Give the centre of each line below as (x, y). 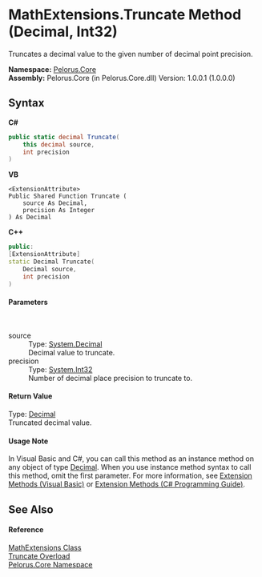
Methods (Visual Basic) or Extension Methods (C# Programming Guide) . (127, 484)
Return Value (30, 396)
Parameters (28, 303)
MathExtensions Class (45, 547)
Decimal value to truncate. (72, 352)
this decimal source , (58, 144)
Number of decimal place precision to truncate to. (111, 378)
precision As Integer (58, 210)
